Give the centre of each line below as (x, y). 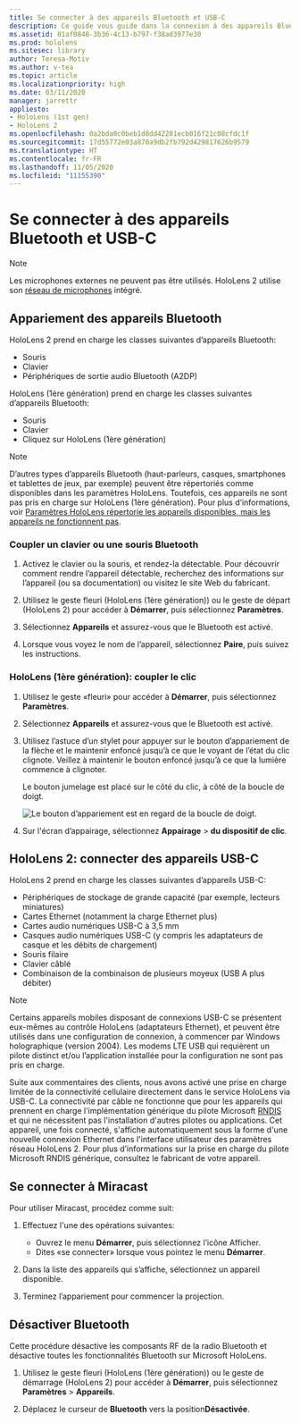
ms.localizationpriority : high (67, 84)
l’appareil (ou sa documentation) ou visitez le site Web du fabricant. (146, 583)
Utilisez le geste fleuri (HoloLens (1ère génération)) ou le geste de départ (156, 601)
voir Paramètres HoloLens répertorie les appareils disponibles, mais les (140, 512)
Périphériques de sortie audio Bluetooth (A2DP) (110, 376)
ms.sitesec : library (48, 51)
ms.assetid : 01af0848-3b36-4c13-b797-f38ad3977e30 (105, 34)
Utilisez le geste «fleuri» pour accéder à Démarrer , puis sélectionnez (149, 696)
